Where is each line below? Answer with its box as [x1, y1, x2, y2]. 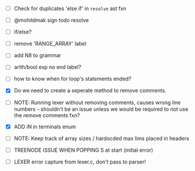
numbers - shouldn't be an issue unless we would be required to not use [13, 105, 189, 112]
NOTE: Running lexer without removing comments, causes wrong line [13, 99, 181, 106]
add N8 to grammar [13, 52, 62, 59]
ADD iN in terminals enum [13, 123, 76, 130]
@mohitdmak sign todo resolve [13, 17, 89, 24]
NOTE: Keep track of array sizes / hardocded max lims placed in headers [13, 135, 189, 142]
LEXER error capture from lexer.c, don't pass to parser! [13, 158, 147, 165]
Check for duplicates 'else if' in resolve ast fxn [13, 5, 127, 12]
